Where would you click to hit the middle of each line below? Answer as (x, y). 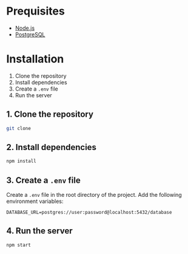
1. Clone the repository (50, 115)
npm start (19, 245)
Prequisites (35, 11)
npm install (21, 161)
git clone (19, 128)
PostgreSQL (30, 34)
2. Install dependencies (52, 147)
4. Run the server (39, 231)
